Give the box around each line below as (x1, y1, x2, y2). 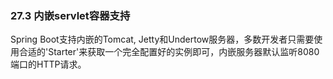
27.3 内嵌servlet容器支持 (10, 8, 131, 22)
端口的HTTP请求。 (10, 58, 87, 71)
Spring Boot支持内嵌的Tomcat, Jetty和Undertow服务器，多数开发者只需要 (10, 33, 315, 46)
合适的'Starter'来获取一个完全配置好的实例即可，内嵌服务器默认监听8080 (18, 46, 320, 58)
